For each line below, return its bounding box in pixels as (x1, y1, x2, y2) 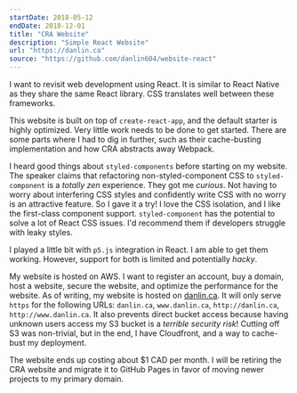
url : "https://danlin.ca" (9, 46, 105, 55)
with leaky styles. (9, 227, 73, 237)
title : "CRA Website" (9, 29, 90, 38)
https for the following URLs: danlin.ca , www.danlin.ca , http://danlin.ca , (9, 299, 280, 310)
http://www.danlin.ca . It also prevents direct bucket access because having (9, 309, 289, 319)
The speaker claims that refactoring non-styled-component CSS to (9, 170, 255, 181)
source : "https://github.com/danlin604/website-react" (9, 54, 217, 63)
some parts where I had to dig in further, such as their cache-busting (9, 135, 262, 144)
